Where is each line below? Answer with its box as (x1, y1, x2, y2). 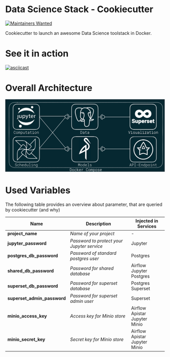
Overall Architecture (5, 82, 93, 94)
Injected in (135, 218, 158, 224)
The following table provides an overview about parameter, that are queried (5, 201, 163, 207)
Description (86, 220, 111, 227)
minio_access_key (7, 313, 47, 319)
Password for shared (70, 265, 114, 271)
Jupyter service (70, 243, 103, 249)
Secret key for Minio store (70, 336, 124, 342)
